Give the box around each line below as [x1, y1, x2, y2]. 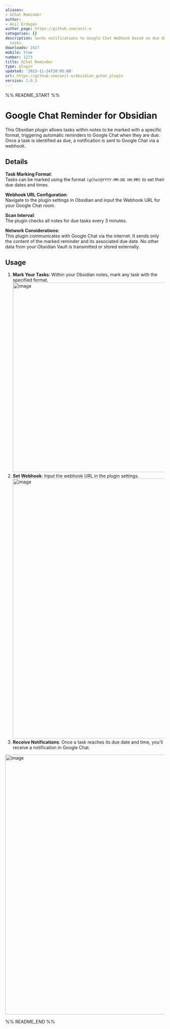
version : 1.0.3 [5, 78, 37, 83]
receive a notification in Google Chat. [12, 744, 90, 751]
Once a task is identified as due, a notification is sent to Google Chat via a [5, 137, 159, 144]
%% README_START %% [5, 92, 60, 98]
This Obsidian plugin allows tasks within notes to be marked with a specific [5, 126, 162, 132]
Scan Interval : [5, 212, 35, 218]
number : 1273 [5, 54, 33, 60]
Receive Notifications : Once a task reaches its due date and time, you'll [12, 739, 163, 746]
